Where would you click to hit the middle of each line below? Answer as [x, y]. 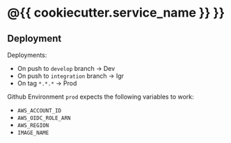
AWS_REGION [33, 126]
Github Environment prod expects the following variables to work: [101, 96]
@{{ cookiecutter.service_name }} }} [116, 13]
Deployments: [27, 55]
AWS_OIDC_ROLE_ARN [44, 118]
